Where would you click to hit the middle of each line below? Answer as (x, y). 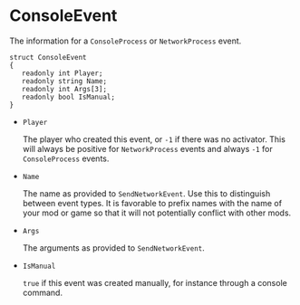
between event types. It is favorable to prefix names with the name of (152, 203)
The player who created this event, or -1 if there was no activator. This (154, 139)
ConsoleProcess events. (66, 158)
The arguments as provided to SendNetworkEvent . (114, 248)
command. (43, 292)
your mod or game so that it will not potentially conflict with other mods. (157, 213)
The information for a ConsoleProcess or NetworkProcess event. (126, 41)
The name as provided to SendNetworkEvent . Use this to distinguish (146, 193)
